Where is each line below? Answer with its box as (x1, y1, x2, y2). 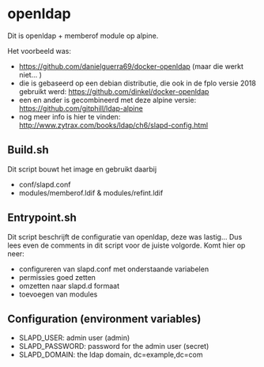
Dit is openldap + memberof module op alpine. (7, 31, 159, 40)
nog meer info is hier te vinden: (18, 112, 121, 121)
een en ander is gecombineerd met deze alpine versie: (18, 95, 197, 104)
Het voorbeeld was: (7, 46, 72, 55)
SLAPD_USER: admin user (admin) (18, 333, 130, 342)
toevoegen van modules (18, 289, 98, 299)
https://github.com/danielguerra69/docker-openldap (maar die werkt (18, 61, 244, 71)
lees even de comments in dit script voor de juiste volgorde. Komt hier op (7, 240, 246, 250)
